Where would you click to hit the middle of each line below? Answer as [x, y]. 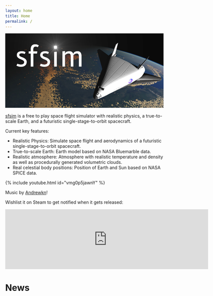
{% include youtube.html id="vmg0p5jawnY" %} [55, 183]
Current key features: [27, 131]
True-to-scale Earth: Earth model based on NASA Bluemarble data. [82, 151]
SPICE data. [25, 173]
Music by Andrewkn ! [26, 192]
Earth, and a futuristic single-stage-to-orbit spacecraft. [74, 121]
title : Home [18, 16]
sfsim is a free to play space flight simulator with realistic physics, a [75, 115]
